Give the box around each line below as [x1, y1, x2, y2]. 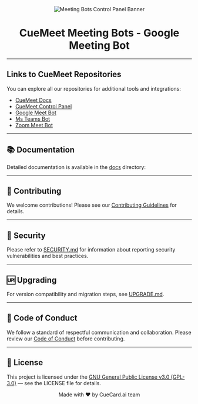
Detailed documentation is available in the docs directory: [6, 163, 146, 170]
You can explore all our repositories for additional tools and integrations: [6, 85, 181, 92]
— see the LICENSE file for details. [17, 379, 102, 386]
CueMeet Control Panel [15, 102, 72, 110]
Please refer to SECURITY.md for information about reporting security [6, 246, 176, 253]
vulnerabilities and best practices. [6, 253, 89, 260]
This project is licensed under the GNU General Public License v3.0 [6, 373, 170, 380]
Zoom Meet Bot [15, 121, 53, 128]
